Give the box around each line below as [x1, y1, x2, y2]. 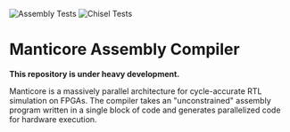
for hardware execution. [9, 113, 97, 124]
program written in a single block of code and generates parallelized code [9, 105, 281, 115]
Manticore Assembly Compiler [9, 40, 240, 59]
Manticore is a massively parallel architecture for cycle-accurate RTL [9, 85, 262, 97]
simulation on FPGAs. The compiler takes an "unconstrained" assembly [9, 95, 271, 105]
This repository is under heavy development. [9, 68, 180, 79]
